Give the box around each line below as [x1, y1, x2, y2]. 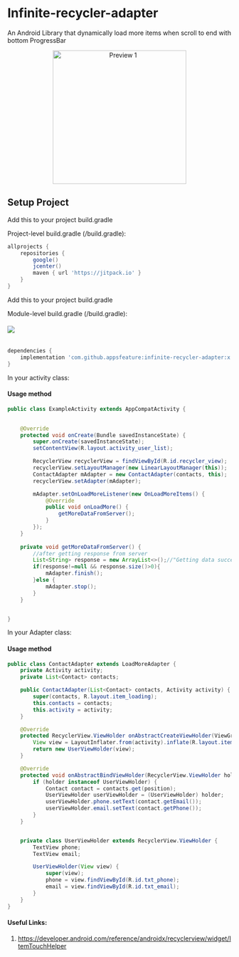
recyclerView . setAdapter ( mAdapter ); [33, 477, 142, 485]
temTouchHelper [17, 941, 67, 950]
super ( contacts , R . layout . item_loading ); [33, 693, 158, 701]
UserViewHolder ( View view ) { [33, 863, 119, 870]
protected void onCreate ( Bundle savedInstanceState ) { [20, 432, 186, 439]
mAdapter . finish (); [45, 570, 103, 577]
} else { [33, 577, 55, 584]
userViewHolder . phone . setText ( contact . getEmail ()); [45, 798, 202, 805]
